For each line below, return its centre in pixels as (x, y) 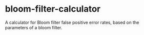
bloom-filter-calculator (53, 9)
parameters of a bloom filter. (34, 27)
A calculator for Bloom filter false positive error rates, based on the (72, 22)
